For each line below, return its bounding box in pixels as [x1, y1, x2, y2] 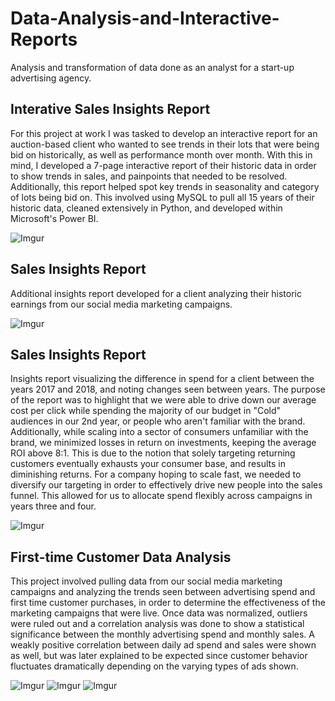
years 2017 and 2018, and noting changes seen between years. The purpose [10, 383, 326, 396]
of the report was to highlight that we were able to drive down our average [10, 394, 317, 406]
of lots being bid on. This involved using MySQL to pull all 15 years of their [10, 191, 315, 203]
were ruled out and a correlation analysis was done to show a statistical [10, 618, 305, 630]
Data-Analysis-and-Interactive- [10, 7, 280, 30]
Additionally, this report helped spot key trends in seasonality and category [10, 180, 320, 192]
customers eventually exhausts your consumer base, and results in [10, 458, 286, 470]
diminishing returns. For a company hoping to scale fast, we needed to [10, 468, 302, 481]
